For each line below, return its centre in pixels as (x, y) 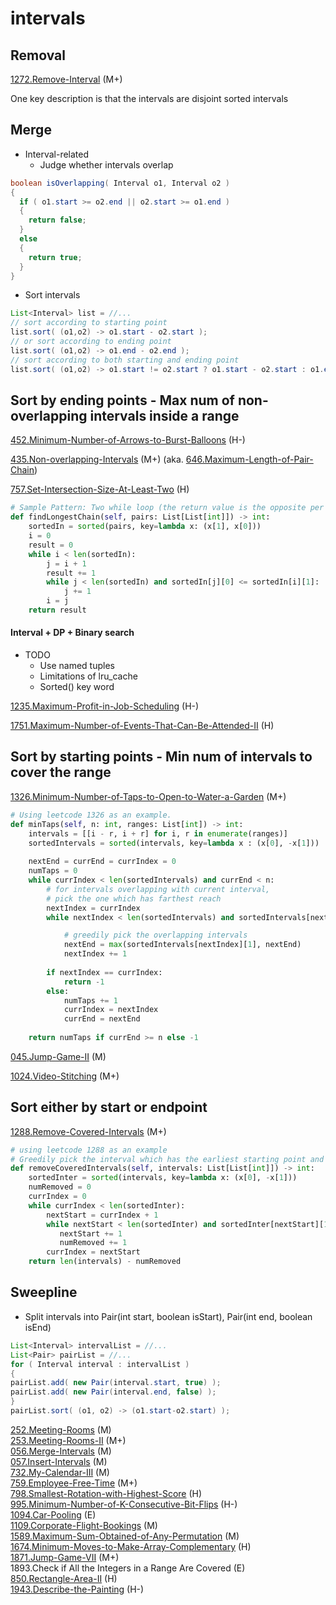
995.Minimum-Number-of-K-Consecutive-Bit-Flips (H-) (124, 1504)
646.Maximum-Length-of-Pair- (249, 459)
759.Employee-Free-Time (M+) (74, 1483)
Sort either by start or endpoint (109, 1107)
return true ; (55, 257)
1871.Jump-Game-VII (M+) (65, 1557)
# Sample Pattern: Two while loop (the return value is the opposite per (167, 508)
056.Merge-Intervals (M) (61, 1451)
